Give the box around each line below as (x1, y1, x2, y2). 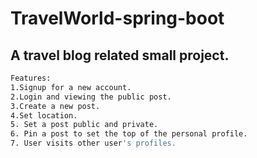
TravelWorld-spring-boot (10, 7, 225, 30)
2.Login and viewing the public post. (10, 92, 172, 102)
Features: (10, 73, 52, 83)
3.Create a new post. (10, 101, 101, 111)
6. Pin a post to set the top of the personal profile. (10, 129, 248, 139)
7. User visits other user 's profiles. (10, 138, 177, 149)
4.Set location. (10, 110, 78, 121)
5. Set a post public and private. (10, 120, 159, 130)
